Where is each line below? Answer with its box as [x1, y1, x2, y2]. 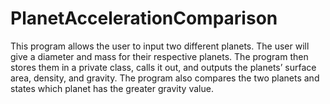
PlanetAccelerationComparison [10, 7, 278, 30]
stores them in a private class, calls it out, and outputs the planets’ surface [10, 61, 317, 73]
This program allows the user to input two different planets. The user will [10, 40, 310, 52]
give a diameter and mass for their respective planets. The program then [10, 50, 309, 62]
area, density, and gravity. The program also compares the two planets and [10, 72, 320, 84]
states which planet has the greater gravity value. [10, 82, 214, 94]
